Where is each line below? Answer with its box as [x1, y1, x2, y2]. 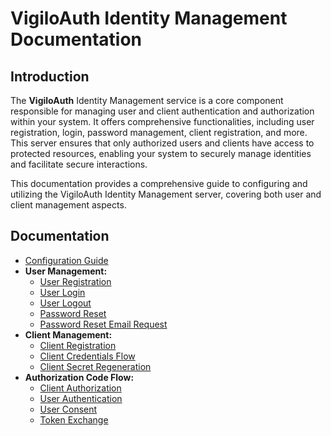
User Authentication [39, 392, 123, 404]
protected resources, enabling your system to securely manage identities [10, 148, 312, 159]
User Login [39, 286, 86, 298]
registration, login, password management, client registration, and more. [10, 127, 308, 138]
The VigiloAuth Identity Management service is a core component [10, 95, 284, 106]
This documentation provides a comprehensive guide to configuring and [10, 178, 308, 189]
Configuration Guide [24, 254, 109, 266]
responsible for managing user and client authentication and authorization [10, 105, 315, 117]
